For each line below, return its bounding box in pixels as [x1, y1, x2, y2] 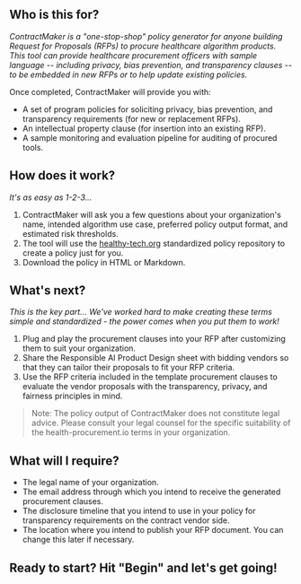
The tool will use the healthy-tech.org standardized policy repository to [22, 238, 286, 248]
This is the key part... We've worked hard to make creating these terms [9, 307, 272, 318]
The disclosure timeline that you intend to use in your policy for [22, 506, 256, 517]
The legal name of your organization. [22, 477, 159, 488]
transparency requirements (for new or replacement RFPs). [22, 113, 241, 124]
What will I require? [9, 453, 120, 468]
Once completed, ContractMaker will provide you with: [9, 86, 211, 97]
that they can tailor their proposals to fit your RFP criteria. [22, 362, 235, 373]
